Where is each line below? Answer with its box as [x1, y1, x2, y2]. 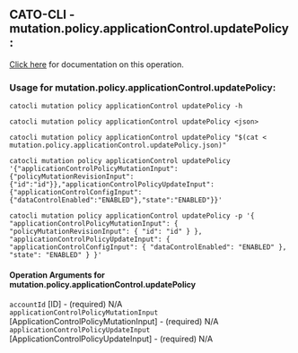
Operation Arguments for [9, 269, 106, 280]
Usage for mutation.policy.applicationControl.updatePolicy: [9, 81, 276, 93]
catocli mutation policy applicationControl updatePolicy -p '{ [9, 211, 255, 220]
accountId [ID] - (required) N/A [9, 299, 123, 310]
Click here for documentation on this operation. [9, 58, 184, 70]
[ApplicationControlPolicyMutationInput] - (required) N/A [9, 316, 219, 327]
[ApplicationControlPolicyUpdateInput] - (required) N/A [9, 333, 214, 344]
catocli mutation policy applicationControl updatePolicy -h [9, 102, 243, 111]
